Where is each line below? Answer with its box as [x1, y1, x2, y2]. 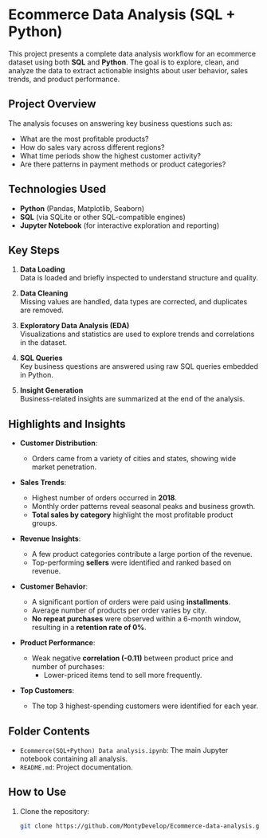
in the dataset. [19, 338, 68, 347]
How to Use [8, 785, 67, 799]
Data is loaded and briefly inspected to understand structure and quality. [19, 273, 259, 283]
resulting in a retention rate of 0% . [31, 623, 147, 632]
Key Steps [8, 243, 60, 256]
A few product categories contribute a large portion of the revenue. [31, 550, 253, 559]
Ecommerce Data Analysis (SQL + [8, 6, 236, 24]
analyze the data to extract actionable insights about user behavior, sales [8, 65, 249, 75]
